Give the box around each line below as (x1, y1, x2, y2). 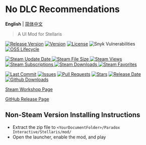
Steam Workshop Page (5, 86, 53, 92)
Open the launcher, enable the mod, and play (12, 134, 106, 140)
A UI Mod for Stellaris (17, 31, 62, 37)
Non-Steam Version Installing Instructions (5, 111, 140, 119)
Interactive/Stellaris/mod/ (12, 129, 71, 134)
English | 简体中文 (5, 21, 43, 27)
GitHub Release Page (5, 96, 49, 102)
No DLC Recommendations (5, 4, 120, 15)
